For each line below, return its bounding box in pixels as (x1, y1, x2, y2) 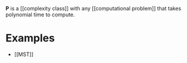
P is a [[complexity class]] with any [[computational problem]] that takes (5, 5, 182, 12)
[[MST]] (14, 51, 34, 58)
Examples (5, 32, 55, 45)
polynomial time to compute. (5, 11, 75, 18)
